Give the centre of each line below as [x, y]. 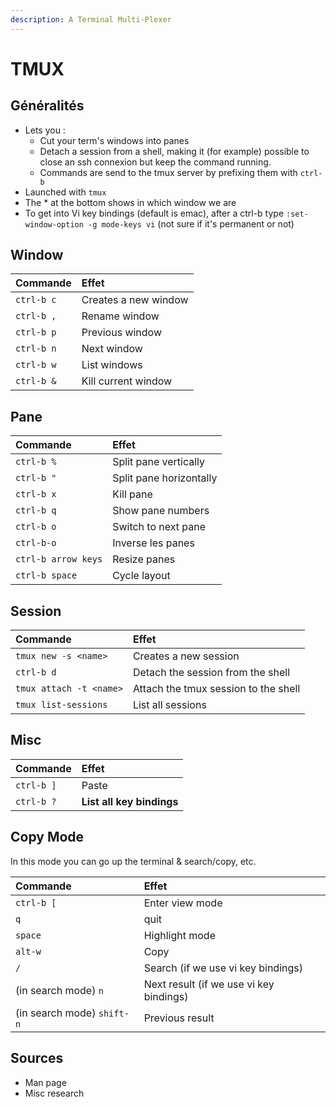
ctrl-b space [46, 575]
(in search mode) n [59, 990]
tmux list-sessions [61, 705]
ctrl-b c [36, 300]
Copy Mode [47, 837]
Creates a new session [186, 656]
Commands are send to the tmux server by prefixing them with [168, 172]
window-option [54, 224]
